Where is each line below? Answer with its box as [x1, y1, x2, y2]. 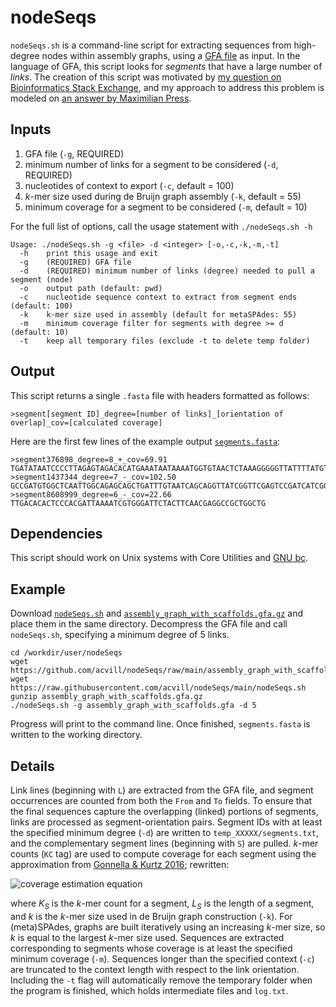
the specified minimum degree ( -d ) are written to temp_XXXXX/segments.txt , [10, 827, 320, 838]
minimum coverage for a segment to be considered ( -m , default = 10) [24, 201, 308, 213]
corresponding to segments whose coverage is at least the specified [10, 942, 293, 954]
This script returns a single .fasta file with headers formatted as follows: [10, 389, 310, 401]
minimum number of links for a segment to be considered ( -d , [24, 158, 279, 170]
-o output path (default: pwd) [19, 283, 163, 293]
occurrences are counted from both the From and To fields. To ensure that [10, 795, 313, 806]
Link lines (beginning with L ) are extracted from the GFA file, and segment [10, 784, 314, 796]
